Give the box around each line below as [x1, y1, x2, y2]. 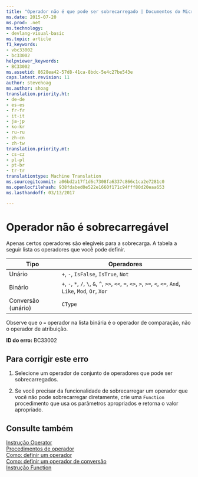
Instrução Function [6, 464, 52, 471]
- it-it [6, 113, 25, 119]
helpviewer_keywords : [6, 58, 60, 64]
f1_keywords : [6, 42, 38, 48]
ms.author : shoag [6, 86, 49, 92]
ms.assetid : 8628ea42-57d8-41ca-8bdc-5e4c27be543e [6, 69, 133, 75]
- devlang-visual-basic [6, 31, 65, 37]
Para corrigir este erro [6, 354, 89, 364]
